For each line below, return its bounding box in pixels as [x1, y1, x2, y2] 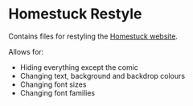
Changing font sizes [19, 79, 87, 89]
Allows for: [8, 47, 44, 56]
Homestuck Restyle [8, 5, 142, 23]
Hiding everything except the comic [19, 62, 139, 72]
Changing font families [19, 88, 95, 97]
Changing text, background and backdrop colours [19, 71, 186, 80]
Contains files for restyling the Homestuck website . [8, 31, 179, 41]
